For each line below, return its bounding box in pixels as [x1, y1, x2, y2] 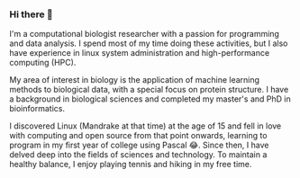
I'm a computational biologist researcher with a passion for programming [9, 29, 279, 40]
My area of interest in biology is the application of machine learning [9, 75, 259, 85]
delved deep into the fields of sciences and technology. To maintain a [9, 149, 268, 160]
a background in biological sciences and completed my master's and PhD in [9, 93, 291, 104]
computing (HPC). [9, 58, 77, 68]
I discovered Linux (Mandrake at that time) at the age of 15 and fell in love [9, 120, 282, 131]
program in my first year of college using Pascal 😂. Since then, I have [9, 139, 269, 151]
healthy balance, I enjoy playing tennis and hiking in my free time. [9, 159, 252, 170]
